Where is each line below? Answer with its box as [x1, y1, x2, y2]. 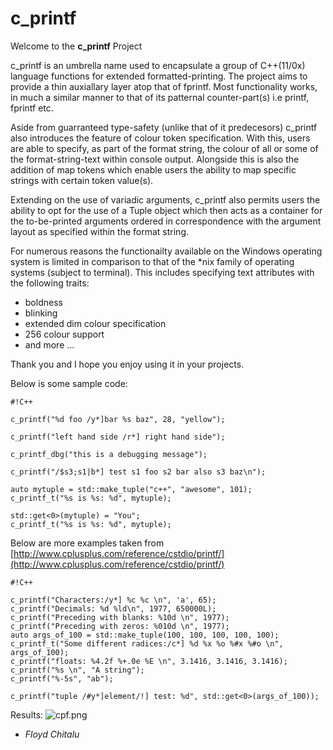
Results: [10, 708, 44, 721]
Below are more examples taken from [10, 537, 165, 549]
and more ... [24, 338, 75, 351]
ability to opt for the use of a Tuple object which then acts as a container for [10, 204, 323, 216]
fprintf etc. [10, 102, 54, 114]
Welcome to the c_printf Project [10, 40, 143, 52]
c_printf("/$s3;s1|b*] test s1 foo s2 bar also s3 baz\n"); [10, 467, 267, 477]
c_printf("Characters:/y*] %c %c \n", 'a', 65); [10, 595, 217, 605]
